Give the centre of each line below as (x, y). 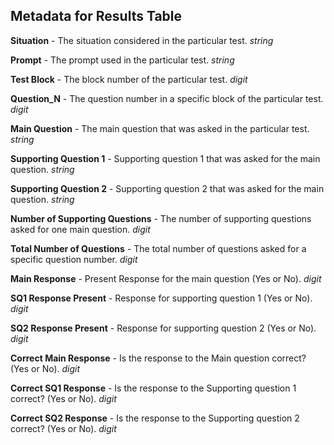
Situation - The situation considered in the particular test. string (142, 40)
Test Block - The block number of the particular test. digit (129, 79)
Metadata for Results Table (96, 16)
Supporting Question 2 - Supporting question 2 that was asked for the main (167, 188)
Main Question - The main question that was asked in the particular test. (160, 128)
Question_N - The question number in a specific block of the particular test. (167, 98)
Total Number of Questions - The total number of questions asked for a (158, 248)
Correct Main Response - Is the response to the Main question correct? (158, 358)
